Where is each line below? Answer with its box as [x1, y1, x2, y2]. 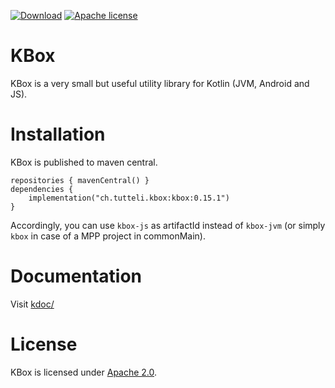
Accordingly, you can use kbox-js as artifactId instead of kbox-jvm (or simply [10, 219, 326, 231]
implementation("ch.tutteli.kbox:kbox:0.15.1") [28, 193, 230, 203]
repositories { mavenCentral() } [10, 175, 150, 185]
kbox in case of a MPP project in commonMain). [10, 230, 207, 242]
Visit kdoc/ [10, 298, 55, 310]
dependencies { [10, 184, 74, 194]
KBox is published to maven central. [10, 156, 158, 168]
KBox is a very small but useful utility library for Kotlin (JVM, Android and [10, 77, 310, 89]
